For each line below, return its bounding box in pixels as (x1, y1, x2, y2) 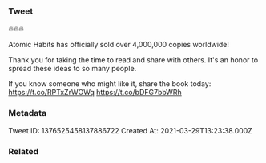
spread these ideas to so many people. (8, 64, 137, 74)
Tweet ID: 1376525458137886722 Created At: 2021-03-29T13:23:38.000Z (8, 125, 252, 135)
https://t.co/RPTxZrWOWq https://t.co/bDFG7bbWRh (8, 88, 182, 97)
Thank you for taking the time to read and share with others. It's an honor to (8, 55, 259, 65)
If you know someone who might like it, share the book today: (8, 79, 212, 89)
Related (8, 145, 39, 157)
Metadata (8, 108, 46, 119)
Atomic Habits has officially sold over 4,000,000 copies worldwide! (8, 40, 230, 50)
